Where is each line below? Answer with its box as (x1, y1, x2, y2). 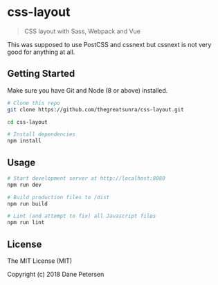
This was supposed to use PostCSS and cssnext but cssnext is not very (7, 40, 212, 48)
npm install (7, 138, 42, 145)
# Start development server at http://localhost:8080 (7, 174, 166, 182)
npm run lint (7, 219, 45, 226)
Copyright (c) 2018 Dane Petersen (7, 270, 105, 278)
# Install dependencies (7, 131, 76, 138)
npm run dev (7, 181, 42, 188)
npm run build (7, 200, 48, 208)
